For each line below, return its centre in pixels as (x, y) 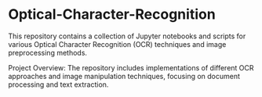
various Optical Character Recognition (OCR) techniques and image (117, 44)
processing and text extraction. (58, 84)
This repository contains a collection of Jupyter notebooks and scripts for (127, 36)
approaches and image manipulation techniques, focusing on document (124, 76)
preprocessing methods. (48, 52)
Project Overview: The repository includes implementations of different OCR (131, 67)
